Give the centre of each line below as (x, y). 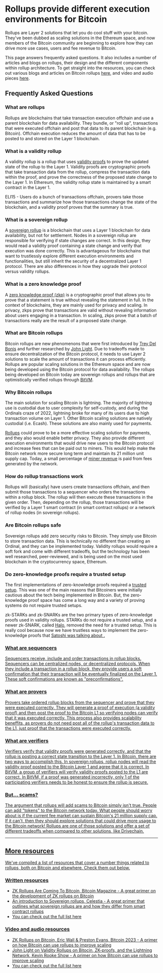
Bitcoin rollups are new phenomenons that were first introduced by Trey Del (81, 344)
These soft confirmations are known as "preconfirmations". (64, 679)
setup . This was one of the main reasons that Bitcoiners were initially (74, 590)
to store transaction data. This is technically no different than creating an (78, 541)
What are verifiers (27, 741)
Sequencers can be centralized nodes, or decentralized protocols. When (78, 664)
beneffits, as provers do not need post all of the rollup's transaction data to (80, 723)
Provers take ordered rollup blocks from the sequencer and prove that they (80, 702)
